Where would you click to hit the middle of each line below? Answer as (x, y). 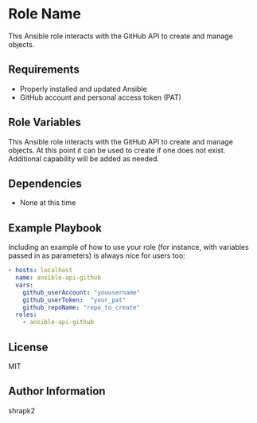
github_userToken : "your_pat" (74, 300)
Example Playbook (55, 228)
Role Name (45, 14)
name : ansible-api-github (58, 278)
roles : (26, 315)
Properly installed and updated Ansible (83, 89)
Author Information (57, 391)
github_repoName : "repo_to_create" (82, 307)
